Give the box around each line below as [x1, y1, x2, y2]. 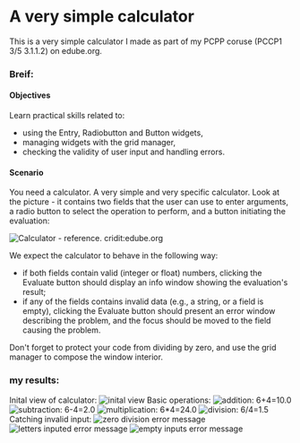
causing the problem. [21, 325, 101, 335]
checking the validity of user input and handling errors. [21, 146, 226, 158]
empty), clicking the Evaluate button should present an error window [21, 306, 276, 317]
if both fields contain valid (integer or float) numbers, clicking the [21, 267, 262, 279]
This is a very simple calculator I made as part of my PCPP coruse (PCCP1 [9, 36, 282, 47]
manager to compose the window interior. [9, 352, 164, 362]
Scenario [9, 167, 44, 178]
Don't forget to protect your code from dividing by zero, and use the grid [9, 343, 277, 353]
